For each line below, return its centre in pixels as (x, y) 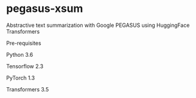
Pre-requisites (24, 43)
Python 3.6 (20, 54)
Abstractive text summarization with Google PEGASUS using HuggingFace (98, 25)
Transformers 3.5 (28, 89)
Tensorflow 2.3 (25, 66)
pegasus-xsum (45, 9)
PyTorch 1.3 (20, 78)
